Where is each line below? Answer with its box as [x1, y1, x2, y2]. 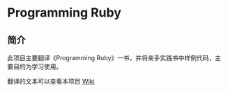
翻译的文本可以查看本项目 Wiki [7, 77, 96, 85]
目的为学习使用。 [13, 62, 63, 71]
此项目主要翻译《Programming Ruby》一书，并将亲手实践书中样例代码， [7, 54, 215, 62]
